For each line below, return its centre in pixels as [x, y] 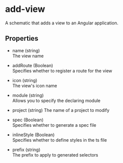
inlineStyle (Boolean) [33, 135]
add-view [25, 9]
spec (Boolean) [28, 120]
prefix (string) [26, 150]
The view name [28, 56]
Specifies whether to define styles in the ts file [60, 140]
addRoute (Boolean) [33, 65]
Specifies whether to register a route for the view [62, 71]
